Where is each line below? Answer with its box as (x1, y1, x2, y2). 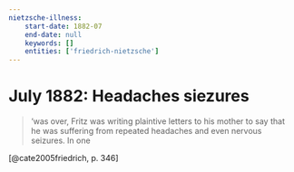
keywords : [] (24, 38, 74, 48)
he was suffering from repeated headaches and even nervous (30, 126, 262, 137)
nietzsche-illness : (8, 13, 83, 23)
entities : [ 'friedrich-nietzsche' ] (24, 47, 160, 56)
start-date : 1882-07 (24, 22, 103, 31)
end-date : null (24, 30, 83, 39)
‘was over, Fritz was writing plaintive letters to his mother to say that (30, 116, 285, 127)
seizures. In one (30, 135, 92, 146)
